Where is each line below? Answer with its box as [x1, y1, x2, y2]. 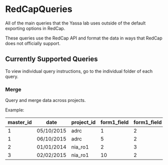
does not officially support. [5, 40, 61, 46]
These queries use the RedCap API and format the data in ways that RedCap [5, 35, 162, 41]
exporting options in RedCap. [5, 25, 65, 31]
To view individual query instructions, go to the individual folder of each [5, 68, 153, 74]
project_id [71, 119, 96, 126]
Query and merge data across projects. [5, 97, 86, 103]
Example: [5, 107, 24, 113]
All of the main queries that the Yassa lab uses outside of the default [5, 20, 146, 26]
